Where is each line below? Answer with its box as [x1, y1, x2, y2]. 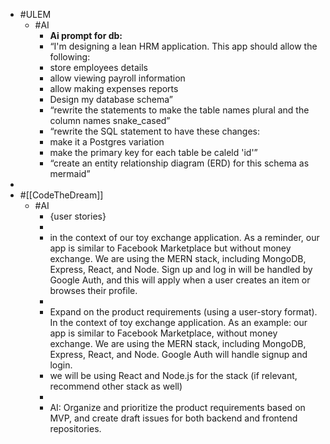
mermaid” [49, 168, 91, 179]
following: [49, 51, 91, 63]
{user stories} [49, 210, 107, 222]
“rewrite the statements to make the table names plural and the [49, 104, 310, 116]
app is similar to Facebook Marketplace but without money [49, 242, 292, 254]
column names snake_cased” [49, 115, 171, 126]
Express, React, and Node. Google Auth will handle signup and [49, 349, 308, 360]
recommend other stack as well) [49, 380, 183, 392]
